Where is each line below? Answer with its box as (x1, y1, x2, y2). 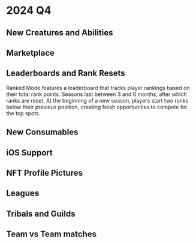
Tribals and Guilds (6, 208, 76, 219)
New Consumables (6, 127, 79, 137)
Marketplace (6, 47, 55, 58)
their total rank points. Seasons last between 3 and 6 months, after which (6, 91, 187, 98)
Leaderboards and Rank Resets (6, 68, 126, 79)
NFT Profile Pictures (6, 167, 83, 178)
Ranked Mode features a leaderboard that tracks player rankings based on (6, 84, 190, 91)
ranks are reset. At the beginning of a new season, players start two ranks (6, 97, 189, 104)
